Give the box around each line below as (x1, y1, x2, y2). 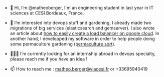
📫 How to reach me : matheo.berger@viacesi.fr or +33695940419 (10, 66, 148, 72)
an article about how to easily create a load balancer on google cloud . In (10, 30, 159, 36)
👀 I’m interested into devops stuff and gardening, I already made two (10, 20, 152, 25)
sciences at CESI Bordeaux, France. (10, 10, 84, 16)
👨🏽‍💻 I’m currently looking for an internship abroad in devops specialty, (10, 50, 156, 56)
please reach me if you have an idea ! (10, 56, 88, 62)
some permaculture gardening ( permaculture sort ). (10, 41, 116, 47)
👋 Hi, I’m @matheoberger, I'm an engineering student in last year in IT (10, 5, 154, 10)
